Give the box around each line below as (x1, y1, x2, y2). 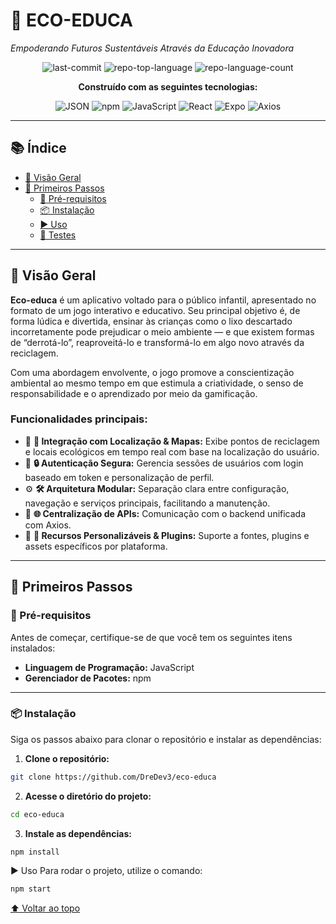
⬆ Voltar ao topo (10, 902, 81, 914)
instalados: (10, 642, 56, 654)
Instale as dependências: (24, 827, 132, 839)
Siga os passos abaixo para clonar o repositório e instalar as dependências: (10, 733, 322, 745)
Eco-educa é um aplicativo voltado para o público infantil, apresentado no (10, 294, 317, 306)
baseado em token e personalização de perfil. (24, 471, 215, 483)
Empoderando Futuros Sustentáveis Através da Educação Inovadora (10, 42, 295, 54)
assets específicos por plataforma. (24, 540, 168, 552)
